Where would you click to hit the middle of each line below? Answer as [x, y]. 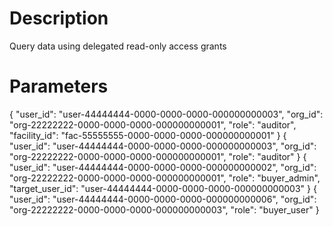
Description [59, 18]
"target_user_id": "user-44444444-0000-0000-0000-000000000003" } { [163, 188]
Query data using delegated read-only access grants [118, 46]
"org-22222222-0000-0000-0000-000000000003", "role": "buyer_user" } [164, 209]
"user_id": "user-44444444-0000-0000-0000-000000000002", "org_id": [163, 167]
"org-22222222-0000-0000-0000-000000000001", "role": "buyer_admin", [165, 178]
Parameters [59, 86]
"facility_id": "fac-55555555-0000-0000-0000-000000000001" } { [148, 135]
